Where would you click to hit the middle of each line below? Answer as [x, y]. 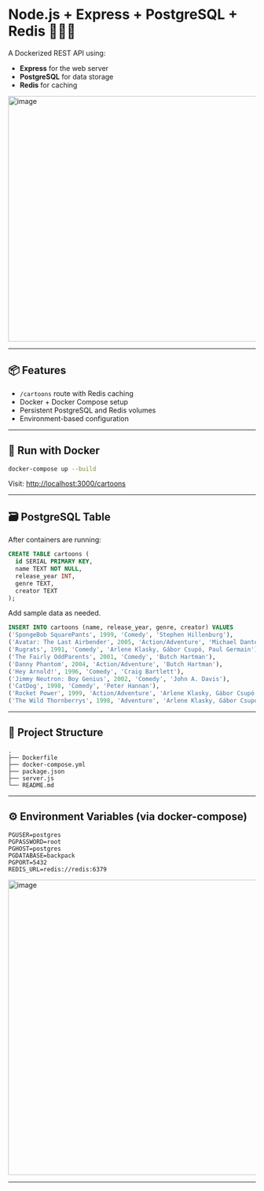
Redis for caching [48, 85]
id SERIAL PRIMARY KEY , [54, 562]
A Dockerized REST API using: [57, 53]
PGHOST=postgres [35, 849]
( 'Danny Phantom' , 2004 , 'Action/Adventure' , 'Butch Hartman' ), [115, 664]
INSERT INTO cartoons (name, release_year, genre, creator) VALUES [121, 627]
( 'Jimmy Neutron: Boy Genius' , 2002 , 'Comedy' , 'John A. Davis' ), [119, 679]
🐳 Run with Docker [54, 451]
